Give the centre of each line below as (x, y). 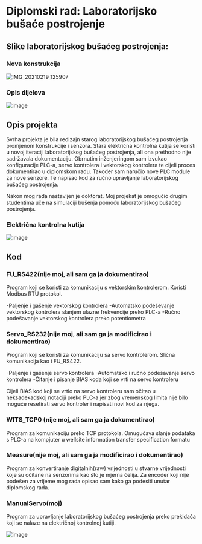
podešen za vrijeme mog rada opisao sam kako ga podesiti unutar (88, 481)
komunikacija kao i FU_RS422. (44, 361)
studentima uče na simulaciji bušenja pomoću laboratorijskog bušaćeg (94, 202)
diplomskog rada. (28, 487)
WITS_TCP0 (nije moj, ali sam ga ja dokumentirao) (80, 420)
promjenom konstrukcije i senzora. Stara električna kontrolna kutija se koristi (101, 145)
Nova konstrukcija (33, 64)
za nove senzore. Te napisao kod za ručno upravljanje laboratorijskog (93, 177)
